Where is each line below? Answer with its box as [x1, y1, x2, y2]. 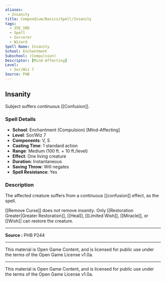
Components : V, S [12, 137, 50, 143]
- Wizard [9, 40, 28, 45]
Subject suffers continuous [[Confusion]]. [5, 103, 90, 109]
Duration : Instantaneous [12, 158, 62, 164]
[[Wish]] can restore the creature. [5, 218, 74, 224]
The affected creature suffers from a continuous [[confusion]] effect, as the [5, 193, 159, 199]
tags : [5, 21, 16, 26]
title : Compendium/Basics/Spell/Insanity [5, 16, 92, 21]
